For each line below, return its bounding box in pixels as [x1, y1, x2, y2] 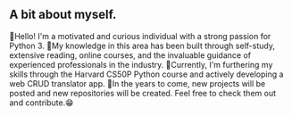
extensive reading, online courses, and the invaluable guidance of [9, 49, 252, 61]
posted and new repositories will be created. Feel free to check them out [9, 87, 277, 98]
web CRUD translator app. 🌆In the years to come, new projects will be [9, 78, 266, 88]
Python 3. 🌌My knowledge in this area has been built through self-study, [9, 40, 275, 51]
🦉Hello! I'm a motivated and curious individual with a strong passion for [9, 30, 271, 41]
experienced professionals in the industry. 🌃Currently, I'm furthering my [9, 59, 273, 70]
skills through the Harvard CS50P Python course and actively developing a [9, 69, 284, 79]
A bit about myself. [9, 7, 117, 22]
